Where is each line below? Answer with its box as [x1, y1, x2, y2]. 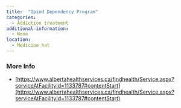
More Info [6, 62, 36, 70]
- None [11, 31, 28, 37]
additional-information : [6, 25, 69, 32]
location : [6, 37, 31, 43]
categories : [6, 14, 36, 20]
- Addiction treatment [11, 20, 69, 26]
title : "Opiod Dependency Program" [6, 8, 98, 15]
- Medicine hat [11, 43, 50, 49]
